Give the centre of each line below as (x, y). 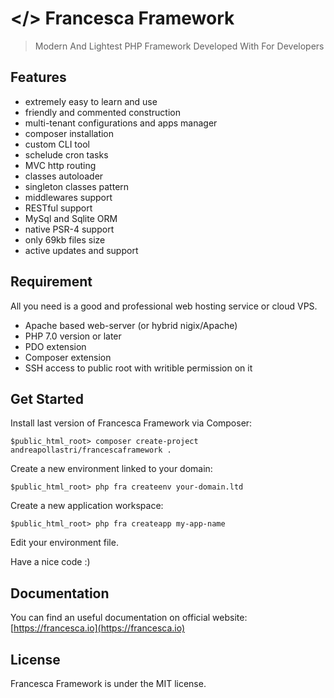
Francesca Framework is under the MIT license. (108, 683)
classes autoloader (64, 176)
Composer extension (68, 357)
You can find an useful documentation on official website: (129, 618)
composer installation (69, 133)
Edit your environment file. (64, 543)
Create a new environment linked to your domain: (111, 469)
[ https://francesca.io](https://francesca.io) (98, 628)
